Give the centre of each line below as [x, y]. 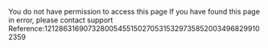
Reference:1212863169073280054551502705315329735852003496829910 [134, 28]
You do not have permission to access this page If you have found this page [134, 12]
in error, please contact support [61, 20]
